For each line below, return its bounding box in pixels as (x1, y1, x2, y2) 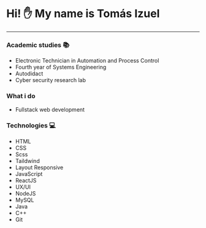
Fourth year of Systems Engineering (15, 64, 107, 71)
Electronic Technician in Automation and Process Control (15, 57, 159, 64)
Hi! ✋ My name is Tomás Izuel (6, 7, 160, 21)
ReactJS (15, 177, 37, 184)
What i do (6, 92, 36, 101)
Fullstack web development (15, 105, 85, 113)
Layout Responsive (15, 164, 64, 171)
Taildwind (15, 157, 40, 164)
